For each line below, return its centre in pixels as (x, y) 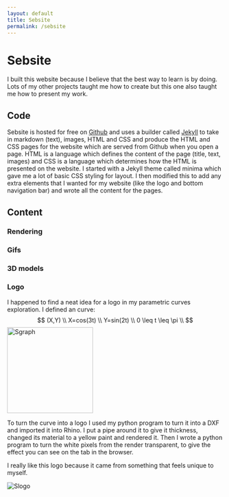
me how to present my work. (47, 94)
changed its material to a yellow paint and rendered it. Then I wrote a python (115, 437)
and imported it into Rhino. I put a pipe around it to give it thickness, (103, 430)
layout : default (30, 13)
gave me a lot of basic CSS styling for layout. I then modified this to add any (114, 176)
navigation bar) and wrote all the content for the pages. (85, 190)
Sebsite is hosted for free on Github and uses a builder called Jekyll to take (113, 132)
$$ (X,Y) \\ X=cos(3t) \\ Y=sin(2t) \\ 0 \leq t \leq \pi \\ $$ (115, 320)
